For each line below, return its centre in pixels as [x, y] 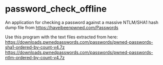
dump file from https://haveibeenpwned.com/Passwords [62, 27]
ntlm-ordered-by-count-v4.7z [35, 57]
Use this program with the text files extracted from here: [61, 37]
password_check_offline [56, 9]
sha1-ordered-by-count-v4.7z [35, 47]
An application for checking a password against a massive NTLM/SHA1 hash [82, 22]
